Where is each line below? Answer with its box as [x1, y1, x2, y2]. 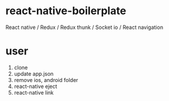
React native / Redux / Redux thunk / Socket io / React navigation [5, 24, 163, 31]
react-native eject [14, 83, 57, 90]
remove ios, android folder [14, 76, 78, 83]
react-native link [14, 89, 54, 96]
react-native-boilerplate [5, 4, 127, 18]
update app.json [14, 70, 54, 77]
